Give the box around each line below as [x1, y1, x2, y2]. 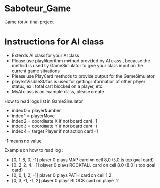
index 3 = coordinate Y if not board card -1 [11, 123, 98, 129]
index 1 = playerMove [11, 113, 55, 119]
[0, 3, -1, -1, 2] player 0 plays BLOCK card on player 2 [11, 177, 119, 183]
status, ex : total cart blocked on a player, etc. [11, 84, 104, 89]
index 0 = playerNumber [11, 107, 61, 113]
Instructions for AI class [4, 36, 104, 47]
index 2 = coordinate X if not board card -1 [11, 118, 97, 124]
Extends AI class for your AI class [11, 52, 79, 58]
